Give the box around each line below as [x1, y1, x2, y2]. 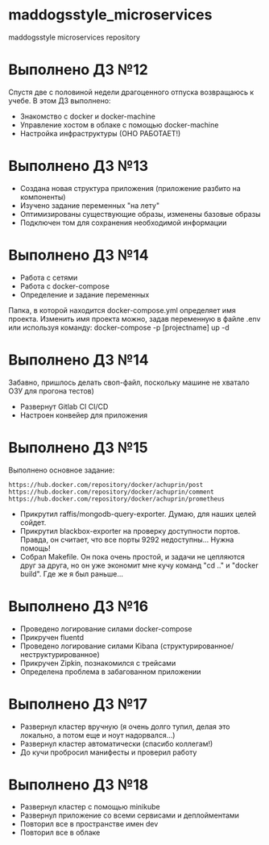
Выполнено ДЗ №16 [8, 597, 149, 615]
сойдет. [19, 518, 47, 527]
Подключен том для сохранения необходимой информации [19, 218, 227, 227]
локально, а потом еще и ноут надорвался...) [19, 730, 176, 739]
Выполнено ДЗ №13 [8, 157, 149, 175]
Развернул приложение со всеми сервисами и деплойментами [19, 810, 240, 820]
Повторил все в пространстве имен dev [19, 819, 159, 829]
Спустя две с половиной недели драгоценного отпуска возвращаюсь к [8, 87, 255, 97]
